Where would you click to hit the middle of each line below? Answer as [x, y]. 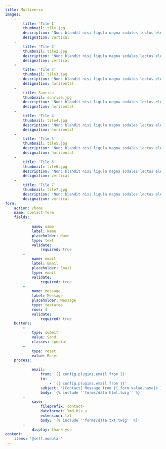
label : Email [45, 263]
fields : [22, 217]
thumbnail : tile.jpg [44, 28]
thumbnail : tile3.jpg [45, 74]
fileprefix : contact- [62, 407]
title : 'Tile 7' [40, 185]
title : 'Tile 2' [40, 47]
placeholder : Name [50, 236]
